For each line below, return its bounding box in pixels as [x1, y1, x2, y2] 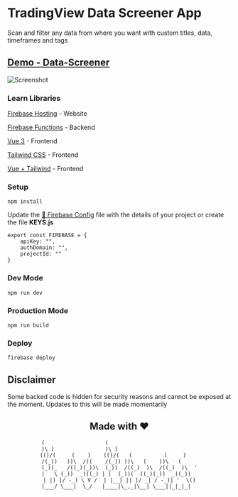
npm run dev [7, 289, 43, 296]
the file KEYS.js [7, 218, 54, 226]
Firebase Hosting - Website [7, 109, 87, 118]
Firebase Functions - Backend [7, 123, 96, 132]
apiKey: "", [20, 238, 55, 246]
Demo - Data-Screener [7, 57, 110, 69]
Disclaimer [7, 373, 56, 386]
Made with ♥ [90, 420, 149, 432]
